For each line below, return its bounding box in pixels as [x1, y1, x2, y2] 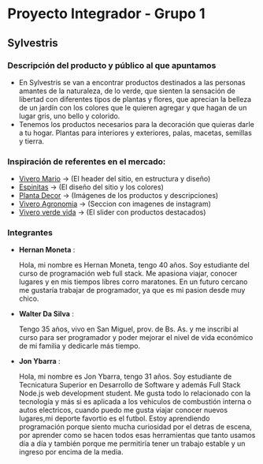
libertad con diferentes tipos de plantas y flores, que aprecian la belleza [18, 94, 252, 103]
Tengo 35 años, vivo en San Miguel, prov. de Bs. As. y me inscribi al [18, 324, 239, 334]
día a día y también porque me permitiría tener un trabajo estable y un [18, 439, 246, 448]
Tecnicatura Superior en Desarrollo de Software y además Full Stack [18, 380, 241, 390]
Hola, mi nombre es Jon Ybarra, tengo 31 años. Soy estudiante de [18, 372, 232, 381]
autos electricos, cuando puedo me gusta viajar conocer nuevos [18, 406, 228, 415]
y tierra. [18, 136, 45, 146]
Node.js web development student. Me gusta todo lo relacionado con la [18, 388, 251, 399]
